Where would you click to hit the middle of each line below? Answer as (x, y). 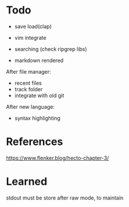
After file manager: (29, 71)
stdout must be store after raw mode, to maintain (65, 198)
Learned (27, 182)
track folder (28, 89)
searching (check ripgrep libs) (51, 49)
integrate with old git (39, 95)
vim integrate (30, 37)
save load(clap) (33, 26)
